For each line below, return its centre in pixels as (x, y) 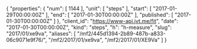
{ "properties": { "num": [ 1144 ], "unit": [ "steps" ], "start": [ (79, 9)
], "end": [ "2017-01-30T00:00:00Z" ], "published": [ (110, 15)
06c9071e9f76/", (27, 40)
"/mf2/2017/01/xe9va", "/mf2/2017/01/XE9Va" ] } (108, 40)
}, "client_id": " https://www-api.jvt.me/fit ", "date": (118, 21)
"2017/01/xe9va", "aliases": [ (41, 34)
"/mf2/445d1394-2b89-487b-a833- (121, 34)
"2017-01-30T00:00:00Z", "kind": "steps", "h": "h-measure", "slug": (89, 27)
